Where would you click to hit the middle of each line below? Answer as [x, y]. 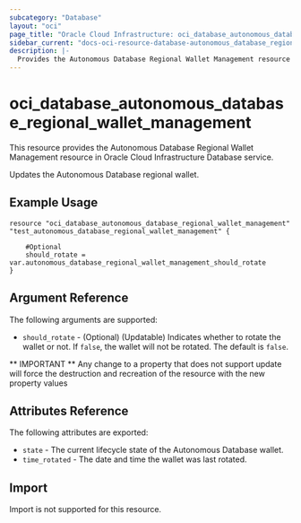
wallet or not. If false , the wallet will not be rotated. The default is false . [155, 346]
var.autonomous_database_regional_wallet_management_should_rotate [138, 262]
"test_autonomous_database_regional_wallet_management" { [120, 231]
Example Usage [54, 203]
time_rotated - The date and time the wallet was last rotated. [135, 459]
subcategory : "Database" [56, 17]
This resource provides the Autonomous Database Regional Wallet [131, 147]
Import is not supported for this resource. [86, 510]
